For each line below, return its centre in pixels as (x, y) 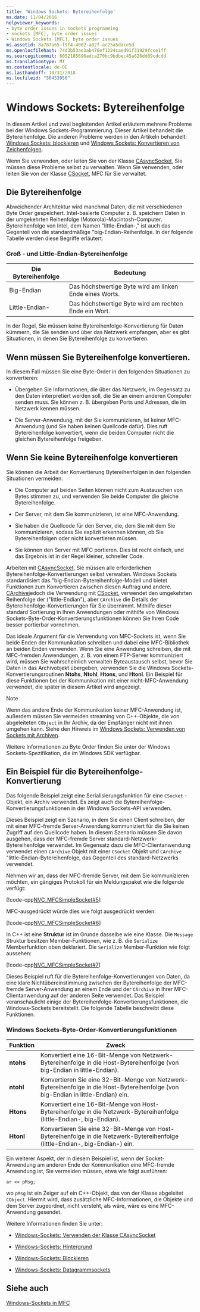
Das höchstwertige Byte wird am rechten (126, 304)
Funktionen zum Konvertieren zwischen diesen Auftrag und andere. (89, 587)
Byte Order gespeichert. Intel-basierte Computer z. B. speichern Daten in (96, 213)
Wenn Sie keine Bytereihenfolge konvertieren (92, 458)
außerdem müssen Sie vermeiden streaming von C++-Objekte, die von (93, 716)
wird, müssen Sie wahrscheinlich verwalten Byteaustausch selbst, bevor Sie (99, 661)
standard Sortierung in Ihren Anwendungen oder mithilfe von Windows (93, 612)
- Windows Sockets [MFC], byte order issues (62, 39)
